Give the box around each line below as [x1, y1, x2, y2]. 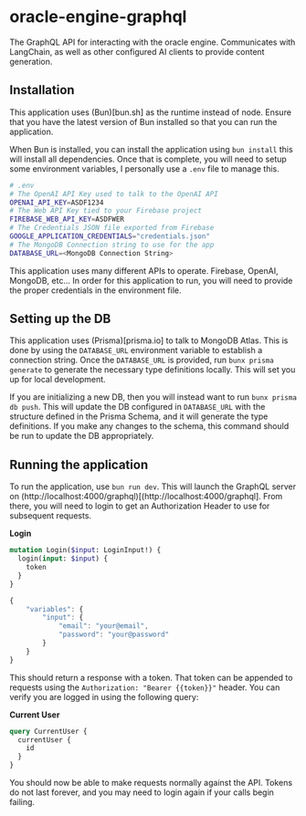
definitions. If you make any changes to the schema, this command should [9, 421, 290, 432]
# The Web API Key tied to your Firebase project [9, 206, 203, 215]
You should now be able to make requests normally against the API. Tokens [9, 778, 293, 788]
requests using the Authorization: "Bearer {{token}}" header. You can [9, 682, 280, 693]
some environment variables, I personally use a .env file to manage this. [9, 162, 280, 174]
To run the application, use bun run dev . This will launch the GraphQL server [9, 481, 297, 492]
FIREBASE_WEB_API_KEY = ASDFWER [9, 214, 125, 225]
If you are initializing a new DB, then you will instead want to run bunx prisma [9, 392, 297, 403]
